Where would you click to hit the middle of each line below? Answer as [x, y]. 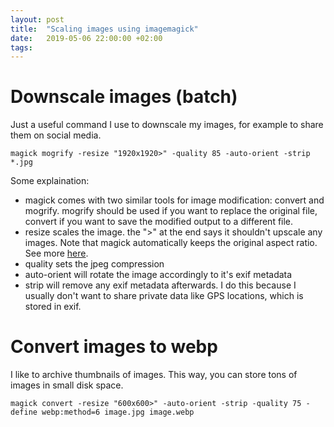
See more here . [56, 253]
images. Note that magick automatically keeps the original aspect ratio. [171, 243]
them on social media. [56, 135]
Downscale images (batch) [124, 97]
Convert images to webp [114, 347]
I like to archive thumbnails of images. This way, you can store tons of [154, 375]
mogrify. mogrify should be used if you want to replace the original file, [171, 211]
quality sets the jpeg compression [94, 264]
